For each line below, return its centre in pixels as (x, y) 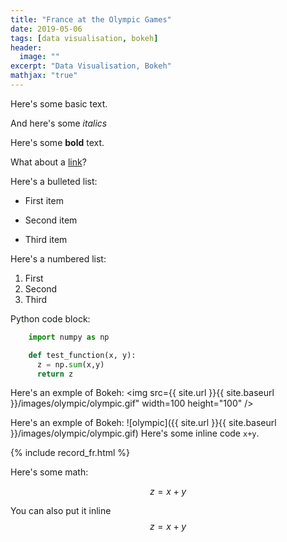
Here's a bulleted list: (54, 181)
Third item (46, 239)
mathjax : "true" (44, 76)
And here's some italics (59, 123)
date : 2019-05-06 (46, 29)
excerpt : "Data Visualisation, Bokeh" (91, 66)
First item (44, 200)
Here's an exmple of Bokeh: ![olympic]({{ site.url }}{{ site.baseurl (143, 423)
